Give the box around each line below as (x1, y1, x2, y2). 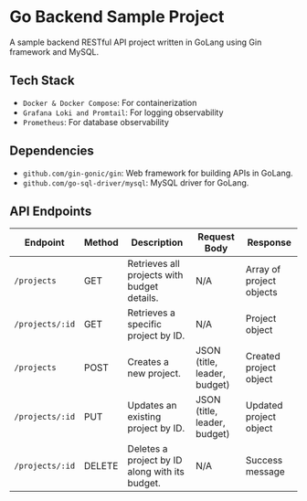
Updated (245, 400, 283, 412)
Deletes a (127, 442, 168, 455)
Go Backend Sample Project (9, 6, 225, 27)
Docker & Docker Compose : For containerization (22, 97, 197, 108)
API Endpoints (9, 203, 92, 219)
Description (131, 236, 184, 249)
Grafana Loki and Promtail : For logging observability (22, 107, 224, 118)
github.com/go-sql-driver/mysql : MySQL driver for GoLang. (22, 176, 249, 188)
